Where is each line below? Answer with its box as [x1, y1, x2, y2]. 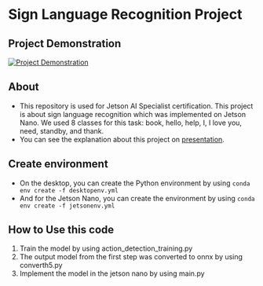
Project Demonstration [8, 37, 122, 50]
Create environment [8, 157, 108, 170]
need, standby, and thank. [19, 126, 104, 135]
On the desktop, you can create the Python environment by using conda [19, 178, 250, 188]
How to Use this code [8, 223, 115, 236]
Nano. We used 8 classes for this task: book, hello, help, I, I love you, [19, 118, 242, 127]
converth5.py [19, 261, 63, 270]
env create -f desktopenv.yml [19, 186, 119, 194]
